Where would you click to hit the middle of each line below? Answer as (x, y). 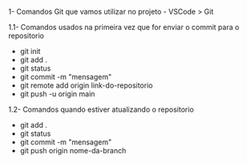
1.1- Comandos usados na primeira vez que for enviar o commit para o (124, 27)
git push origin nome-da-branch (73, 151)
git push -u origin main (57, 94)
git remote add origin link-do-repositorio (86, 85)
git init (30, 51)
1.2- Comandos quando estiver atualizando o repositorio (101, 109)
